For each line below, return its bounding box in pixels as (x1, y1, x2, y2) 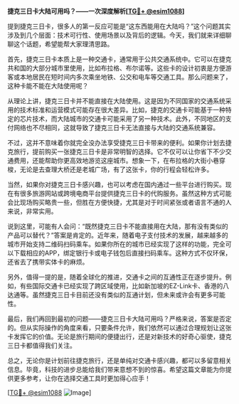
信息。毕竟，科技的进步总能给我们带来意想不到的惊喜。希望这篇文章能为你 (7, 366, 225, 373)
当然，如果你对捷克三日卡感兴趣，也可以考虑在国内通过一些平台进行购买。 (7, 181, 225, 188)
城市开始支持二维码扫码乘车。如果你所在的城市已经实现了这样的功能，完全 (7, 240, 225, 248)
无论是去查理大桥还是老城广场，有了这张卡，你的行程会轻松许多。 (19, 165, 213, 174)
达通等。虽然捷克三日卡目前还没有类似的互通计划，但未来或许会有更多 (7, 291, 213, 299)
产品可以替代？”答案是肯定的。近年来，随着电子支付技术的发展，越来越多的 (7, 231, 229, 239)
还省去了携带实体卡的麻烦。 (7, 257, 89, 266)
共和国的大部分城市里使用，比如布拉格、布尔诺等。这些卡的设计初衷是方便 (7, 64, 225, 72)
